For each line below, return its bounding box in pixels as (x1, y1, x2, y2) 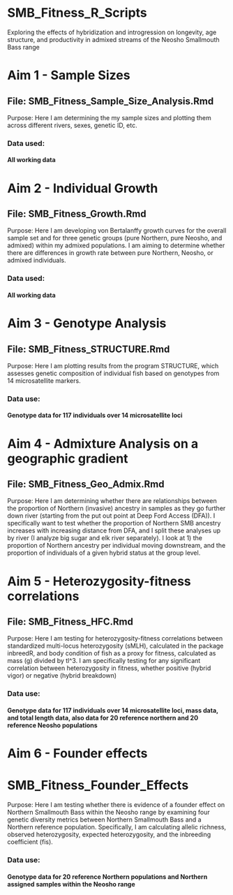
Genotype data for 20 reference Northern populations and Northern (7, 872, 208, 881)
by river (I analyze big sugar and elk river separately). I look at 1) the (7, 534, 202, 542)
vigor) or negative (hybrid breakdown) (7, 671, 117, 680)
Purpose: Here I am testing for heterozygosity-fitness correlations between (7, 634, 223, 643)
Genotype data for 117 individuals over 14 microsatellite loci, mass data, (7, 706, 218, 714)
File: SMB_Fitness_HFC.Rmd (7, 616, 134, 628)
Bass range (7, 43, 40, 51)
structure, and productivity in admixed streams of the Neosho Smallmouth (7, 35, 220, 43)
